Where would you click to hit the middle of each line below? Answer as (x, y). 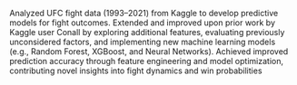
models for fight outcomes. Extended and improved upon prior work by (142, 23)
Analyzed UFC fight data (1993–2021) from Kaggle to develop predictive (144, 13)
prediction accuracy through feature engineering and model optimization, (147, 61)
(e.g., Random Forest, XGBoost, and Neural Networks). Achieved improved (149, 52)
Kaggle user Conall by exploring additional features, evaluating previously (147, 32)
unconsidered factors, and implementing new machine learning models (143, 42)
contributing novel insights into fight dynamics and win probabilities (136, 71)
